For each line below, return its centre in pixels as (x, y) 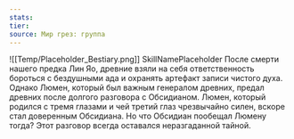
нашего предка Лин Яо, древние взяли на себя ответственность (132, 69)
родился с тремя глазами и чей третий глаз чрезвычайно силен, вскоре (147, 107)
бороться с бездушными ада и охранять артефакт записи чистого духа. (146, 78)
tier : (19, 26)
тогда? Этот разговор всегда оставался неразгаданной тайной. (130, 126)
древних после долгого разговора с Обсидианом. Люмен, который (138, 97)
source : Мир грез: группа (57, 34)
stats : (21, 17)
